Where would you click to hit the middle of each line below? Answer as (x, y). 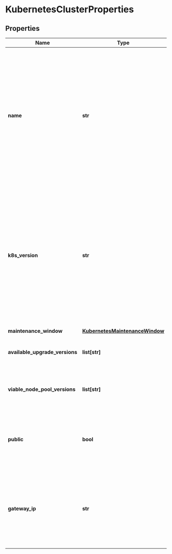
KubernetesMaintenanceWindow (123, 331)
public (16, 439)
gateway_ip (22, 509)
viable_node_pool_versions (42, 389)
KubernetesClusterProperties (70, 9)
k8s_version (23, 255)
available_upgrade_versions (43, 352)
